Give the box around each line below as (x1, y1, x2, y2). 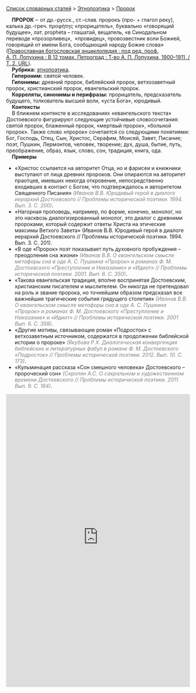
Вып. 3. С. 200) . (14, 202, 54, 209)
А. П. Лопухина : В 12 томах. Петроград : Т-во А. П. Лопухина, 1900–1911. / (6, 54, 190, 60)
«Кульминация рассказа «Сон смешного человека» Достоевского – (14, 364, 185, 371)
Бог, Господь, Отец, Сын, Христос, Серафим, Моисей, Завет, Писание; (6, 135, 182, 141)
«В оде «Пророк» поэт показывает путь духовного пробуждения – (14, 245, 181, 252)
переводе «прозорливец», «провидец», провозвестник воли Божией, (6, 35, 181, 42)
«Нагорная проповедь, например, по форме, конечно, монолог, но (14, 208, 182, 215)
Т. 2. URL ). (6, 60, 32, 67)
